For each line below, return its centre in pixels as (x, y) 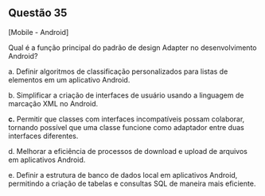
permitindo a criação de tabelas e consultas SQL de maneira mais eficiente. (132, 183)
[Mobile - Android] (39, 32)
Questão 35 (38, 13)
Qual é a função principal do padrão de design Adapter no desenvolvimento (132, 48)
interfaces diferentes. (43, 136)
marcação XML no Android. (53, 103)
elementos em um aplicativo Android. (69, 79)
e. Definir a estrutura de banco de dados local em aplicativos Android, (123, 175)
